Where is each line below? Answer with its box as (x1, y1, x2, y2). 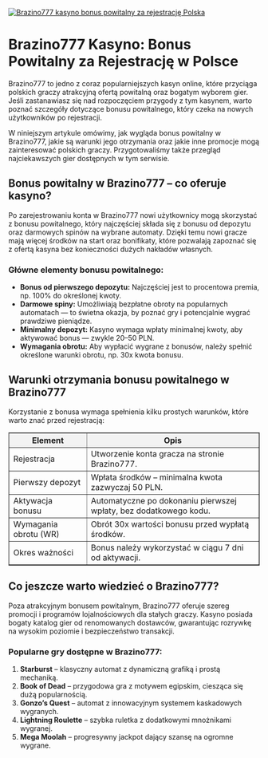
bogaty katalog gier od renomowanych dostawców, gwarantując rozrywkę (8, 618, 252, 627)
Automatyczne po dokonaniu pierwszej (90, 495, 237, 506)
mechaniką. (19, 673, 58, 682)
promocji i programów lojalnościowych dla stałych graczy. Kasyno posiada (8, 609, 254, 618)
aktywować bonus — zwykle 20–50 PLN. (19, 334, 155, 343)
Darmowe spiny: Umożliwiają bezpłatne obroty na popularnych (19, 299, 229, 309)
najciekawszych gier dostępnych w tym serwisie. (8, 153, 170, 163)
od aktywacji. (90, 551, 141, 563)
